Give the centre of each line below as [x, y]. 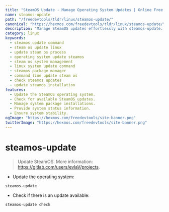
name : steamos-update [28, 15]
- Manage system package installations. [53, 104]
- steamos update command [37, 43]
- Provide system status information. [51, 109]
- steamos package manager [38, 71]
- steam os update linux [36, 47]
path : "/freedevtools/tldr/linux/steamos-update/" [59, 19]
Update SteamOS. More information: [55, 162]
